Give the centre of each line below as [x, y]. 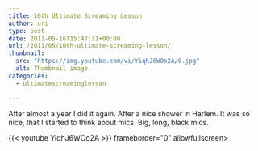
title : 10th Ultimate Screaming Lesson [75, 16]
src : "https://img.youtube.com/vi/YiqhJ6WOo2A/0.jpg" [108, 61]
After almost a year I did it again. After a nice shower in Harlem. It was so [129, 113]
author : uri [28, 23]
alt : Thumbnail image [52, 69]
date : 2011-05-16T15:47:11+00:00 [64, 38]
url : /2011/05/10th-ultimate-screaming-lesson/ [90, 46]
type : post [27, 31]
